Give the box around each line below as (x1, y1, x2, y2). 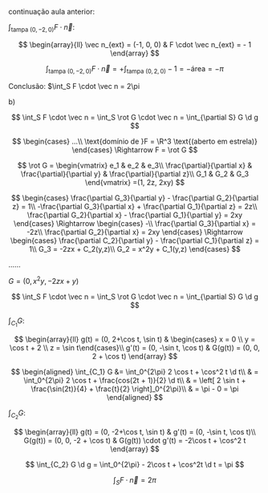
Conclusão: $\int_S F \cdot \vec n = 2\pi (8, 81, 140, 91)
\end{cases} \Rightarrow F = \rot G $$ (71, 144, 198, 155)
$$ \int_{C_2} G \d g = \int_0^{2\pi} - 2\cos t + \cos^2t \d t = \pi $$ (25, 459, 245, 469)
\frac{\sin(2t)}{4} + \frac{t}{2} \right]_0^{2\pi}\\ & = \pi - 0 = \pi (30, 384, 239, 394)
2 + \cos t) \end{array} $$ (91, 352, 178, 362)
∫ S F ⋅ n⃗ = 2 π (113, 475, 156, 487)
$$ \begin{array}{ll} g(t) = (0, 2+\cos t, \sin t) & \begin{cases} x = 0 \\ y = (14, 334, 256, 344)
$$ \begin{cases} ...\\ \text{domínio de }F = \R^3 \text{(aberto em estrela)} (11, 136, 258, 146)
